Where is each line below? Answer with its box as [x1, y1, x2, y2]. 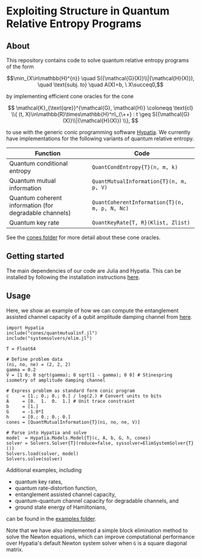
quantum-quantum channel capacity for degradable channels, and [14, 497, 179, 504]
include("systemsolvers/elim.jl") [6, 335, 93, 341]
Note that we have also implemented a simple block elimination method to [6, 526, 188, 534]
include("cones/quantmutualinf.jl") [6, 330, 98, 336]
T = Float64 [6, 346, 36, 352]
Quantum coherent [9, 194, 62, 202]
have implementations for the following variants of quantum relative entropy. [6, 135, 194, 142]
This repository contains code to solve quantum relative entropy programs [6, 57, 190, 64]
